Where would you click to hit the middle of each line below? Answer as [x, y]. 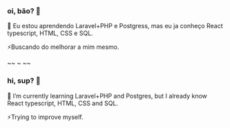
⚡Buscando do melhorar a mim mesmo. [63, 47]
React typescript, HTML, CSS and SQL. [63, 103]
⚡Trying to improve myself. [46, 117]
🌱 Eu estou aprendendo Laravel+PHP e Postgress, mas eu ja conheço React [115, 26]
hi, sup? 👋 [24, 81]
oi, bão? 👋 [24, 11]
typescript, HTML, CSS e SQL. [50, 33]
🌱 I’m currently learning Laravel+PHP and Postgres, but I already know [107, 96]
